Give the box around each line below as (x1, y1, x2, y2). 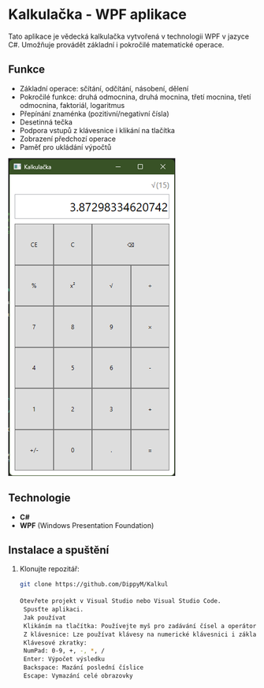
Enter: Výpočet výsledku (23, 656, 105, 664)
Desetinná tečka (19, 117, 73, 127)
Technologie (8, 491, 71, 505)
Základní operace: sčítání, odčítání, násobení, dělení (19, 84, 189, 93)
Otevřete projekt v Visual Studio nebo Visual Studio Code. (19, 597, 221, 605)
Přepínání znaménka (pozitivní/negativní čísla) (19, 109, 169, 118)
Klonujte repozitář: (19, 564, 80, 574)
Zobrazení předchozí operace (19, 134, 117, 143)
